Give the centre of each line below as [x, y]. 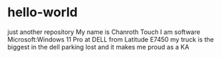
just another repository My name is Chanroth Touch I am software [104, 32]
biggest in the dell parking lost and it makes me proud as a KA [98, 47]
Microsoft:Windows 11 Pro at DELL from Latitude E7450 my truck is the [110, 39]
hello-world [43, 12]
